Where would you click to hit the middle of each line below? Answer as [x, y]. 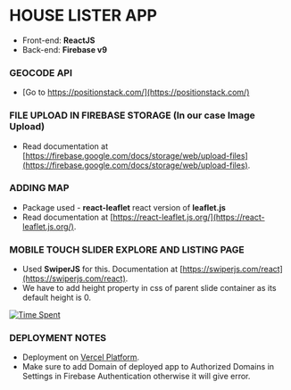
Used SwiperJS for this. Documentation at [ [102, 270]
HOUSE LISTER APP [83, 16]
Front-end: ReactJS [58, 40]
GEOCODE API [41, 72]
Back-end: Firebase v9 [65, 49]
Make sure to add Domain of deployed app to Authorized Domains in [148, 367]
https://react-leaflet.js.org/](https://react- [189, 217]
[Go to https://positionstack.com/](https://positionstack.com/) [136, 92]
